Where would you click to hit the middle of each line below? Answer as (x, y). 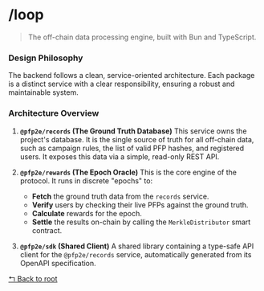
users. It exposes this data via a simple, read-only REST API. (120, 156)
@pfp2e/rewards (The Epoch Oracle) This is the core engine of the (128, 172)
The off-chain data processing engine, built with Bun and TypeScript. (142, 37)
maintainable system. (43, 92)
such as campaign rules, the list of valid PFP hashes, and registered (132, 148)
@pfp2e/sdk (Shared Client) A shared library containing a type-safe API (137, 246)
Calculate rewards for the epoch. (87, 213)
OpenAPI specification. (58, 263)
